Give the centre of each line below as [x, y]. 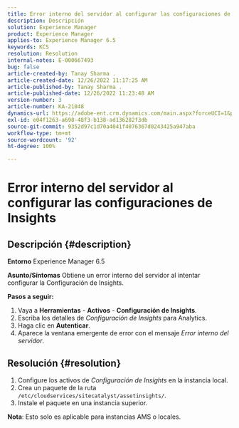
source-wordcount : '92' [43, 140]
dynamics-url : [28, 113]
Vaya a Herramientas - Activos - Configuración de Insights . [107, 310]
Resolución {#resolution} [64, 363]
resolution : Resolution [43, 54]
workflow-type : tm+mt [39, 133]
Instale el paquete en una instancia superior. [83, 402]
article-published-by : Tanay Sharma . [65, 87]
